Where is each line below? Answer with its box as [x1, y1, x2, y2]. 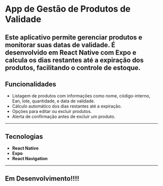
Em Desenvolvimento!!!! [5, 174, 80, 183]
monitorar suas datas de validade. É [5, 40, 115, 49]
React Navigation [12, 156, 48, 162]
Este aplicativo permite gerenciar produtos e [5, 33, 143, 41]
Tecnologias [5, 132, 43, 141]
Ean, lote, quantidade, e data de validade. [12, 98, 96, 104]
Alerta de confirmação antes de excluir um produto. [12, 113, 115, 120]
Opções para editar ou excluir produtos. [12, 109, 92, 114]
